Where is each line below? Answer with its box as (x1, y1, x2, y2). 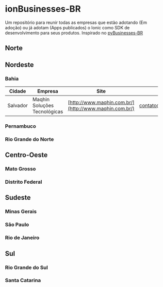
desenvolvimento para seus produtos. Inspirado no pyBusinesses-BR (5, 30, 143, 36)
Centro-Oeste (5, 151, 48, 159)
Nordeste (5, 60, 34, 69)
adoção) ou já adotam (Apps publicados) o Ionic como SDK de (5, 24, 130, 30)
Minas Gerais (5, 208, 37, 215)
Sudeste (5, 193, 31, 202)
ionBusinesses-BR (5, 3, 81, 15)
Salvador (7, 102, 28, 109)
